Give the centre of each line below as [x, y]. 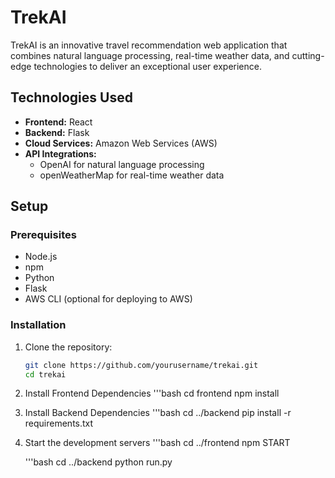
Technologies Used [71, 97]
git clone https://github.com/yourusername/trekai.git [141, 365]
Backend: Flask [57, 132]
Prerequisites [43, 235]
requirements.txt [59, 423]
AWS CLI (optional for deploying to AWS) [108, 299]
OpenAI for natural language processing [122, 164]
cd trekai [45, 374]
